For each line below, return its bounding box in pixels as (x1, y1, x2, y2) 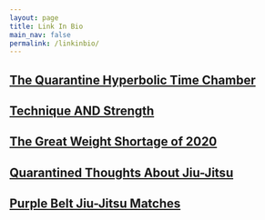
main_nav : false (9, 30, 71, 39)
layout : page (9, 13, 59, 23)
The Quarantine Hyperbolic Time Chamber (9, 72, 257, 87)
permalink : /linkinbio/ (9, 38, 100, 48)
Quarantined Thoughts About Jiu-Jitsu (9, 165, 234, 180)
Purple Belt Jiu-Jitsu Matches (9, 196, 181, 212)
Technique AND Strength (9, 104, 155, 119)
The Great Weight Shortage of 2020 (9, 134, 218, 150)
